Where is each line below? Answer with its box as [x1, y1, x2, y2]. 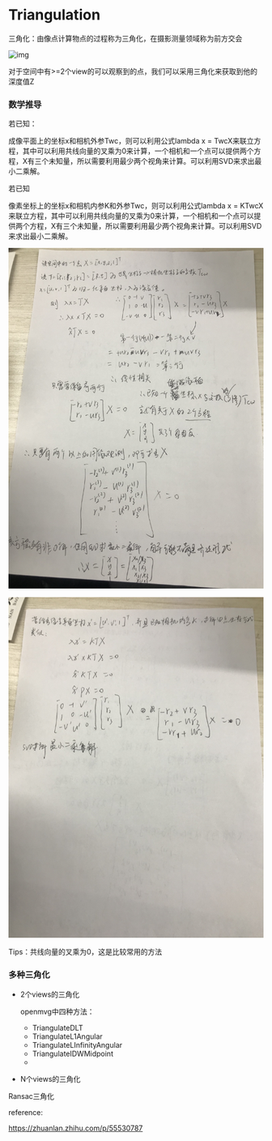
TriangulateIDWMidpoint [32, 1049, 113, 1058]
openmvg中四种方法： [19, 1006, 95, 1016]
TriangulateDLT [32, 1023, 83, 1032]
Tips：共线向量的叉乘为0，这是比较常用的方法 [8, 947, 163, 957]
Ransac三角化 [8, 1091, 55, 1100]
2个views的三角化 [19, 989, 80, 999]
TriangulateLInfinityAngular [32, 1040, 123, 1049]
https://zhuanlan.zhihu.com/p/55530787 [8, 1123, 143, 1133]
